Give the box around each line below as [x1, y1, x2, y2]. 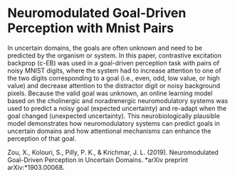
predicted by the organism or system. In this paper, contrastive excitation [7, 51, 222, 60]
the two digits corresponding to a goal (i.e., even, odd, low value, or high [7, 73, 220, 82]
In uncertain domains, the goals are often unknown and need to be [7, 43, 203, 52]
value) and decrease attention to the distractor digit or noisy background [7, 81, 221, 90]
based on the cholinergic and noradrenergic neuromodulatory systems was [7, 96, 229, 104]
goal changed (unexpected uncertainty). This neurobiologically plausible [7, 112, 221, 120]
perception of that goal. [7, 134, 77, 143]
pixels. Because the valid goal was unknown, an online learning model [7, 89, 213, 97]
